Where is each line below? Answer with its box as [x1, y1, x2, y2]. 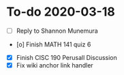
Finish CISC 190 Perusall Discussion [16, 54, 117, 61]
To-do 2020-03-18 [6, 4, 115, 20]
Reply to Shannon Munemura [16, 27, 98, 35]
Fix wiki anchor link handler [16, 61, 93, 70]
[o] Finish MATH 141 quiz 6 [16, 40, 91, 48]
